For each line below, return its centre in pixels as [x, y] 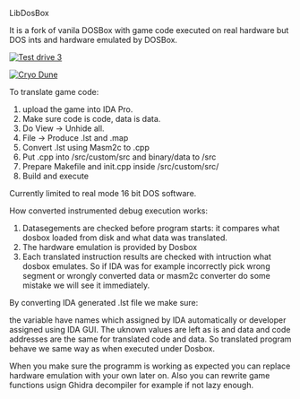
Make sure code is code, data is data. [91, 119]
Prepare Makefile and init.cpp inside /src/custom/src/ [120, 166]
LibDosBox [29, 13]
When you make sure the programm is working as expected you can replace [150, 366]
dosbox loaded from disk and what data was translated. [125, 238]
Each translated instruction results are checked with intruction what [146, 256]
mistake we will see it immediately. [86, 285]
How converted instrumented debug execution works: [109, 211]
